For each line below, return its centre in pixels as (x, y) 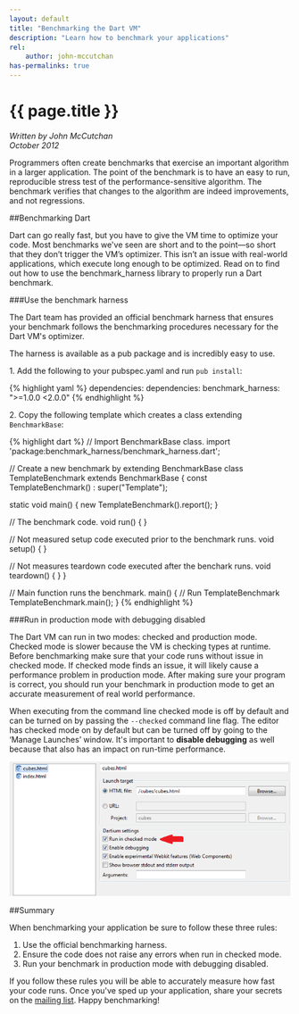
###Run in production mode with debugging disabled (107, 619)
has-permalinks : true (50, 66)
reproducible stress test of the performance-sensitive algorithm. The (136, 181)
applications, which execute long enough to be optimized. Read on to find (145, 263)
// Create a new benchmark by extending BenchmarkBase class (126, 468)
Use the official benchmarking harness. (95, 944)
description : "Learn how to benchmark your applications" (119, 37)
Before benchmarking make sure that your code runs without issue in (136, 655)
